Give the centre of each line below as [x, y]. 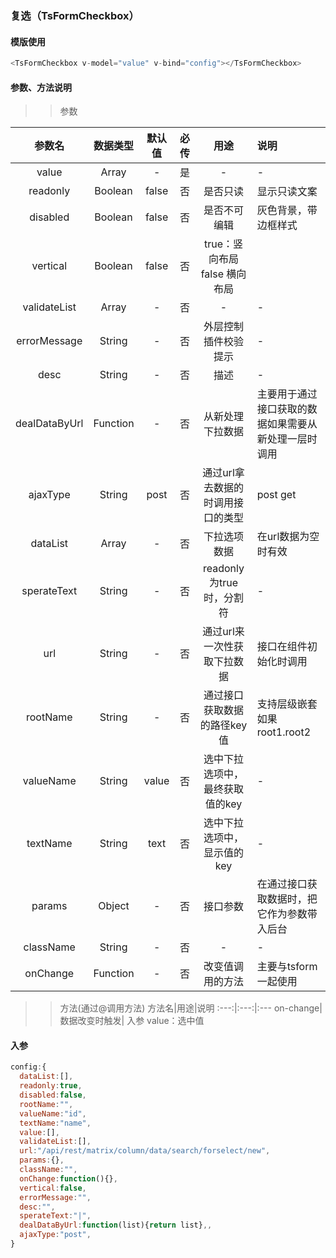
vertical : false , [53, 1188]
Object [114, 906]
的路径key [223, 725]
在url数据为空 [288, 537]
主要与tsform [287, 967]
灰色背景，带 [287, 210]
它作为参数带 [287, 914]
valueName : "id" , [53, 1113]
